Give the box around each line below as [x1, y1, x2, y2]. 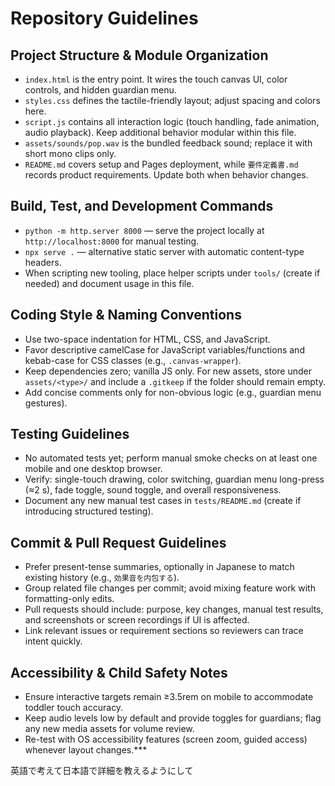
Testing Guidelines [10, 426, 130, 443]
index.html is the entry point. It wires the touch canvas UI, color [24, 73, 288, 85]
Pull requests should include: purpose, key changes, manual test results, [24, 603, 324, 616]
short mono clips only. [24, 148, 117, 159]
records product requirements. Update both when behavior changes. [24, 169, 309, 181]
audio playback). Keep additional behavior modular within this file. [24, 127, 297, 138]
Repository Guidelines [10, 7, 199, 30]
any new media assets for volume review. [24, 723, 195, 735]
